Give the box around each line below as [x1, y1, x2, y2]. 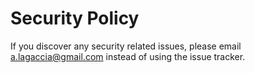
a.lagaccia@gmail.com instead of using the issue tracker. [10, 50, 246, 62]
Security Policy [10, 7, 140, 30]
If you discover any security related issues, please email [10, 40, 242, 52]
